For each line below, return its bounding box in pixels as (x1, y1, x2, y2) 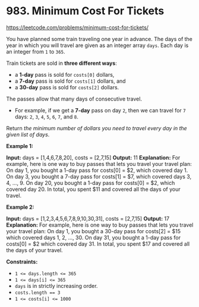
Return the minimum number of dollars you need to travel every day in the (6, 124, 187, 131)
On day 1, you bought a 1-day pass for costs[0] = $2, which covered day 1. (6, 167, 188, 174)
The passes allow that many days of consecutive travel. (6, 95, 143, 102)
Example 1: (6, 142, 34, 149)
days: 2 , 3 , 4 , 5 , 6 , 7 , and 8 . (14, 113, 79, 120)
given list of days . (6, 131, 50, 138)
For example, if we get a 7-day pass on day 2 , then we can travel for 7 (14, 106, 186, 114)
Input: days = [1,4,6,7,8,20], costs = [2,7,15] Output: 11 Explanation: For (6, 153, 181, 161)
